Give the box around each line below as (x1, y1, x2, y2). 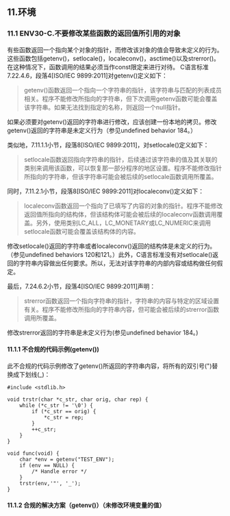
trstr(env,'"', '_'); (19, 480, 81, 487)
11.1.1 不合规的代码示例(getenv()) (7, 345, 99, 354)
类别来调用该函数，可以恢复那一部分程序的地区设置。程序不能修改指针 (23, 164, 222, 172)
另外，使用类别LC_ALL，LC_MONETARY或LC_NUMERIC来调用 (36, 219, 211, 227)
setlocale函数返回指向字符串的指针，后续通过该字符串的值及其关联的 (23, 155, 218, 163)
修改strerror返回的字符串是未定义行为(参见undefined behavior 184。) (7, 328, 199, 336)
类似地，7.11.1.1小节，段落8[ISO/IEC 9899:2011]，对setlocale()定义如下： (7, 140, 209, 149)
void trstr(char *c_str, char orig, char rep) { (7, 396, 149, 403)
